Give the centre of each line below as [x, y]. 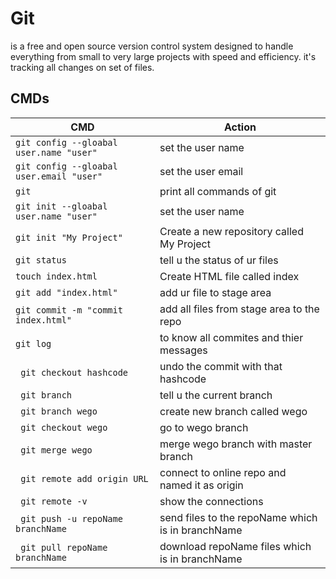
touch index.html [56, 276]
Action [240, 127]
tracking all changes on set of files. [82, 67]
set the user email [201, 171]
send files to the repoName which [238, 517]
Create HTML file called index [229, 276]
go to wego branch [204, 427]
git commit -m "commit [69, 310]
